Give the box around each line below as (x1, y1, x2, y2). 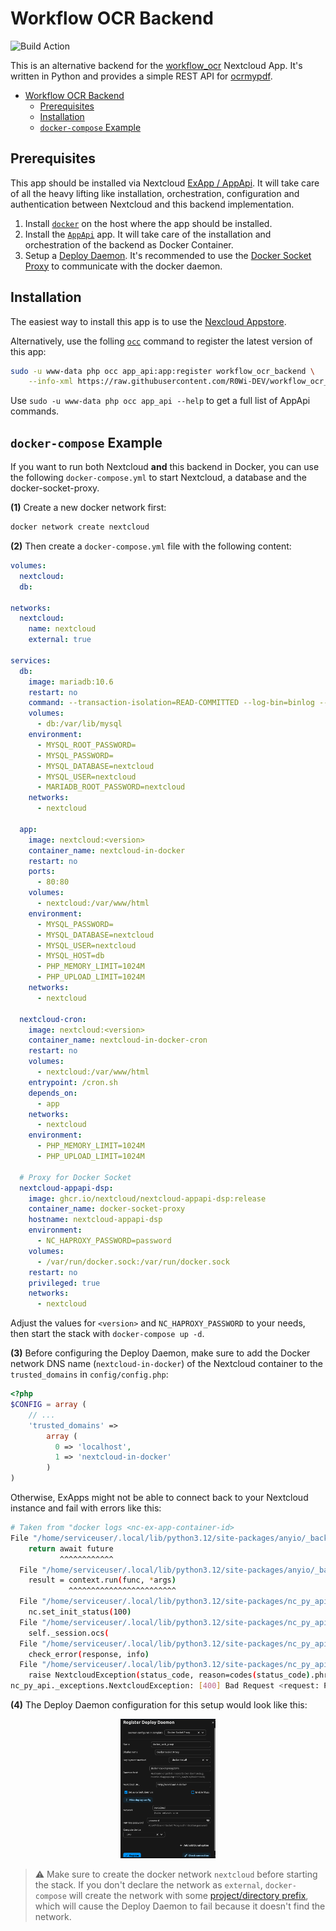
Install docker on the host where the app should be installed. (24, 217, 273, 229)
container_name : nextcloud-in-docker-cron (28, 1035, 208, 1046)
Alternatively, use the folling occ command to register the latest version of (10, 335, 313, 347)
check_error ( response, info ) (28, 1649, 150, 1659)
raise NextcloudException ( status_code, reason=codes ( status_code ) (28, 1670, 311, 1681)
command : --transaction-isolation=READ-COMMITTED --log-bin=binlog (28, 698, 315, 708)
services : (10, 655, 52, 666)
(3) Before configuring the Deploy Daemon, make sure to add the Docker (10, 1347, 311, 1359)
